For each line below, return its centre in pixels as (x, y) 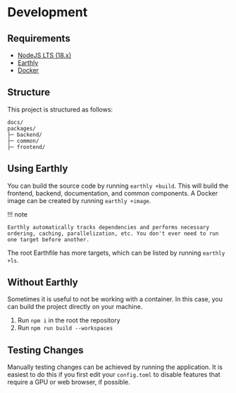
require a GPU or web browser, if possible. (69, 382)
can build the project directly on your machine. (75, 307)
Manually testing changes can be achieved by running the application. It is (115, 367)
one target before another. (49, 240)
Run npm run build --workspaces (65, 328)
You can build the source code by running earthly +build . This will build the (118, 186)
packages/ (22, 128)
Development (48, 12)
